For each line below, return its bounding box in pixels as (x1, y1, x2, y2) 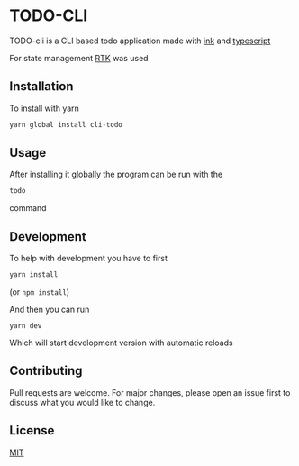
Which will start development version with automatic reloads (9, 337, 233, 348)
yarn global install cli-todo (9, 120, 123, 129)
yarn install (9, 270, 59, 279)
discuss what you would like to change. (9, 397, 156, 407)
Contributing (9, 363, 83, 379)
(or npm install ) (9, 287, 70, 297)
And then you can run (9, 304, 90, 315)
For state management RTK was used (9, 52, 149, 63)
